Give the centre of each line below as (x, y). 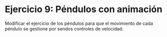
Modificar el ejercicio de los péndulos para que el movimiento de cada (79, 23)
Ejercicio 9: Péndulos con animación (83, 9)
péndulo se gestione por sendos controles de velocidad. (64, 28)
